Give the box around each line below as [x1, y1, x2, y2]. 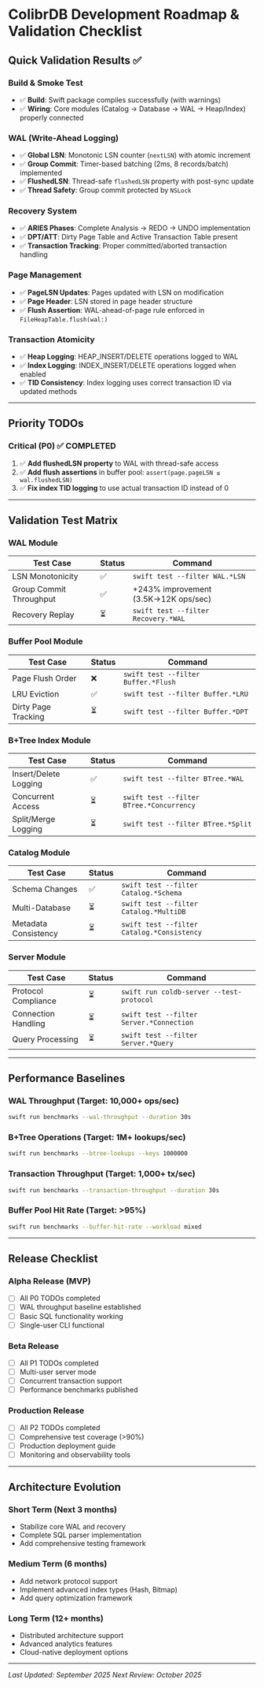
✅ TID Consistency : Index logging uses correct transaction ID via [19, 378, 232, 388]
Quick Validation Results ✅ [8, 54, 142, 67]
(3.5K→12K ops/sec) [132, 593, 212, 604]
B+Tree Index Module [8, 734, 92, 745]
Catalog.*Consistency [121, 928, 203, 937]
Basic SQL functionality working [19, 1311, 123, 1321]
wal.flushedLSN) [19, 476, 73, 484]
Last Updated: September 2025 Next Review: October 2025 [8, 1670, 202, 1680]
